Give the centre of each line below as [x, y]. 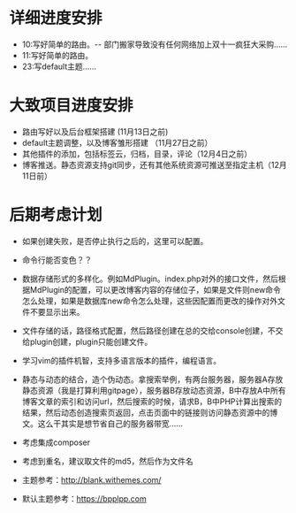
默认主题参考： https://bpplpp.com [84, 498]
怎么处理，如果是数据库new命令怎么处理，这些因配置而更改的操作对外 [150, 301]
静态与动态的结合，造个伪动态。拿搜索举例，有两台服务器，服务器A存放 [152, 379]
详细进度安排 [56, 18]
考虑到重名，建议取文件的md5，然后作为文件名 [107, 461]
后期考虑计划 [56, 215]
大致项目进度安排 [72, 106]
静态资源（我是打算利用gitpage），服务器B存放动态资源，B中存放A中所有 [154, 390]
